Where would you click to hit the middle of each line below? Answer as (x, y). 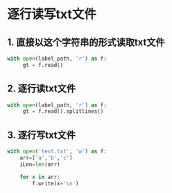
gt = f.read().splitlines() (63, 111)
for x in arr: (40, 177)
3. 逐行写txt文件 (42, 135)
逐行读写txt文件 (52, 14)
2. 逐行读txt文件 (42, 89)
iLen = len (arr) (40, 164)
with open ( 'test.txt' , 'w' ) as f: (57, 152)
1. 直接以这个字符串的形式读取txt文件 (86, 42)
